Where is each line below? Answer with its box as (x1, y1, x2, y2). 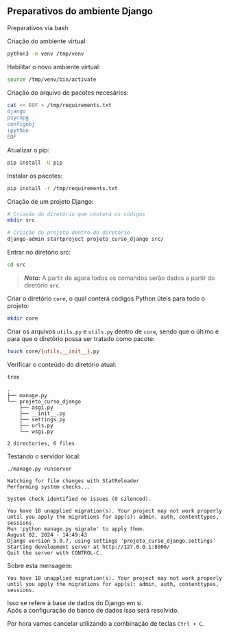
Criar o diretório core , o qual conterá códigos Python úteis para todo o (7, 294, 206, 303)
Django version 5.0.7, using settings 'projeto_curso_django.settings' (7, 538, 216, 545)
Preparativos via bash (7, 23, 69, 32)
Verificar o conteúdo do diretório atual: (7, 360, 117, 368)
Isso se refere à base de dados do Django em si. (7, 599, 144, 607)
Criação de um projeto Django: (7, 197, 94, 205)
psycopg (7, 115, 29, 121)
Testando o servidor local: (7, 452, 81, 460)
